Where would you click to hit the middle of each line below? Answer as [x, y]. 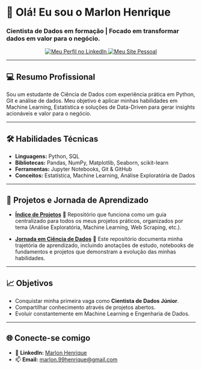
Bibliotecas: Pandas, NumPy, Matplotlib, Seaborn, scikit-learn [92, 163]
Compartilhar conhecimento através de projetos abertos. [85, 307]
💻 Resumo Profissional [51, 77]
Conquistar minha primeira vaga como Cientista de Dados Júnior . [97, 300]
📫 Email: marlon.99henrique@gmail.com [66, 359]
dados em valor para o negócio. [53, 38]
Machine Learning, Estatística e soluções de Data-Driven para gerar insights [101, 107]
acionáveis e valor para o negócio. [49, 114]
